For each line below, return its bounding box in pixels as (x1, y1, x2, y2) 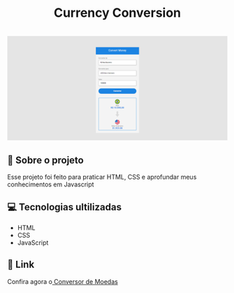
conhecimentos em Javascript (7, 180, 94, 189)
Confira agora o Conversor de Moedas (7, 277, 119, 285)
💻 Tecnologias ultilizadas (7, 201, 122, 213)
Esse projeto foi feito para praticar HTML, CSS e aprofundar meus (7, 172, 197, 181)
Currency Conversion (53, 5, 182, 21)
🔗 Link (7, 259, 35, 271)
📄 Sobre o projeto (7, 154, 84, 166)
